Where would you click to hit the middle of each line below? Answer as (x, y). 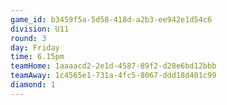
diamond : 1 (33, 85)
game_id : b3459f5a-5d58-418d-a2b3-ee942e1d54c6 (111, 19)
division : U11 (40, 29)
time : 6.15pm (37, 57)
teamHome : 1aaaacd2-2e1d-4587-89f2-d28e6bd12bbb (113, 66)
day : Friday (35, 47)
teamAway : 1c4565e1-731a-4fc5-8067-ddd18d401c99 (113, 76)
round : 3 (28, 38)
